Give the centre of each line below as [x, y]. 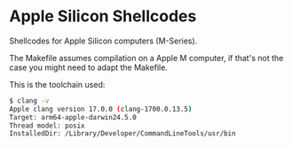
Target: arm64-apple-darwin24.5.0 [73, 117]
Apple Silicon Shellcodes [103, 16]
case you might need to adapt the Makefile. [89, 67]
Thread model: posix [47, 126]
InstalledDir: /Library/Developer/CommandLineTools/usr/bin [123, 134]
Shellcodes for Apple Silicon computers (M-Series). [103, 41]
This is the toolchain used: [57, 84]
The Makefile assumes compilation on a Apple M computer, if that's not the [146, 58]
